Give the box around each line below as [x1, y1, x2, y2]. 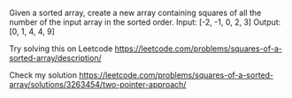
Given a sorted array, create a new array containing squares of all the [9, 8, 262, 18]
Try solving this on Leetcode [9, 43, 113, 54]
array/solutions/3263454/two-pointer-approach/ [9, 79, 187, 89]
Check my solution [9, 70, 78, 80]
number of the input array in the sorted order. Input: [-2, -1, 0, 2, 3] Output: [9, 17, 281, 27]
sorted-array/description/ [9, 53, 102, 63]
